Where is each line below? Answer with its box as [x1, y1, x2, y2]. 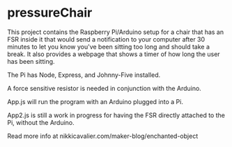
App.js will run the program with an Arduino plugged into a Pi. [7, 97, 183, 105]
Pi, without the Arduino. [7, 118, 75, 126]
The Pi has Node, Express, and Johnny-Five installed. [7, 71, 161, 79]
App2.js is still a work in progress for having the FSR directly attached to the [7, 111, 225, 119]
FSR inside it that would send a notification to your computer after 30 [7, 35, 206, 43]
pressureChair [7, 5, 93, 21]
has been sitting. [7, 57, 55, 65]
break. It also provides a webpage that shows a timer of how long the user [7, 50, 221, 58]
